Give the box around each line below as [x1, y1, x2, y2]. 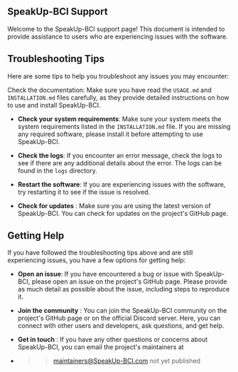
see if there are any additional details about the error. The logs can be [17, 158, 222, 167]
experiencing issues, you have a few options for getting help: [7, 256, 186, 264]
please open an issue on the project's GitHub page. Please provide [31, 277, 227, 286]
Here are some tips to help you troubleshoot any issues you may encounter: [7, 71, 229, 81]
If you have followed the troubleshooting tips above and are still [7, 249, 193, 257]
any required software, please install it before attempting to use [17, 130, 204, 138]
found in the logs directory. [17, 166, 97, 175]
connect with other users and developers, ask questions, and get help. [17, 321, 225, 330]
